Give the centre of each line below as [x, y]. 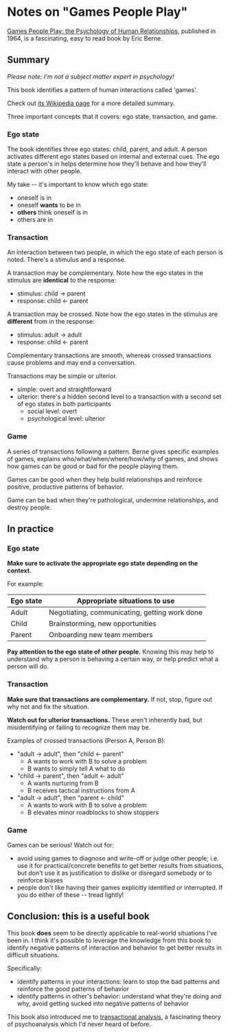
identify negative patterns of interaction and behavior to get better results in [114, 947]
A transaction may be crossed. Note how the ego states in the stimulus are [113, 314]
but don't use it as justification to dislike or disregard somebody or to [114, 873]
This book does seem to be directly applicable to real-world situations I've [112, 933]
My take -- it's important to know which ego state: [78, 185]
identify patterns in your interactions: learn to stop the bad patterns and [118, 981]
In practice [31, 529]
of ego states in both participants [64, 404]
